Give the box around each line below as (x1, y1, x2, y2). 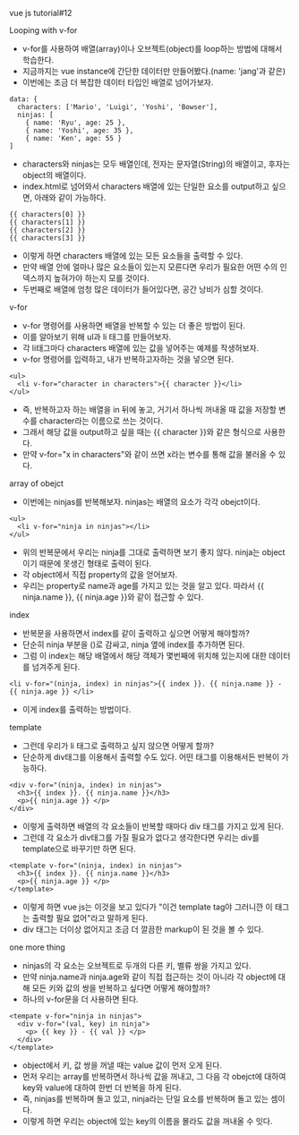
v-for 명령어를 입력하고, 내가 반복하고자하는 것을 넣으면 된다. (21, 354, 235, 364)
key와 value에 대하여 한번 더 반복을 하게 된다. (21, 1082, 182, 1093)
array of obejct (9, 478, 64, 489)
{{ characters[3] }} (9, 234, 87, 243)
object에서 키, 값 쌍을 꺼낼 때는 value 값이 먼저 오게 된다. (21, 1060, 222, 1071)
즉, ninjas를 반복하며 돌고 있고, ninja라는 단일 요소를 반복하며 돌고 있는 (21, 1094, 269, 1104)
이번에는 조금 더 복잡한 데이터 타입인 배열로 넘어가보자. (21, 77, 214, 88)
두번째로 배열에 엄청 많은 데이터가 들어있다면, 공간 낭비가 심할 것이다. (21, 284, 264, 294)
